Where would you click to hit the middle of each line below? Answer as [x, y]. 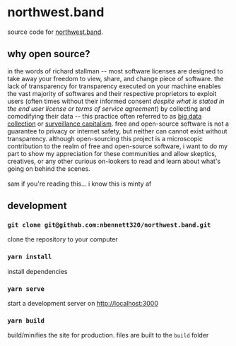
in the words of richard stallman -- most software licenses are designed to [116, 71]
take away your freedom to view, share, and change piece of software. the [116, 78]
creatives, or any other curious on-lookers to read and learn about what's [114, 161]
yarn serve [26, 289]
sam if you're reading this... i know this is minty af [79, 184]
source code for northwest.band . [55, 32]
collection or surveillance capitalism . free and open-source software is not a [118, 124]
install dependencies [37, 271]
